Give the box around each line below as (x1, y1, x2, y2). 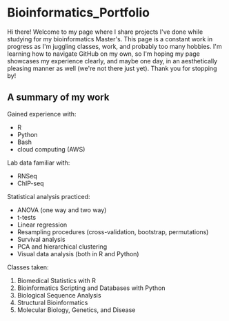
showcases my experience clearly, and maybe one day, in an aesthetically (7, 56, 218, 65)
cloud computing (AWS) (17, 145, 86, 153)
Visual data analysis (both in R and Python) (17, 249, 139, 258)
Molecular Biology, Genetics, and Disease (17, 305, 136, 314)
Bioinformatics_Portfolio (7, 5, 150, 21)
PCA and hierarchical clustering (17, 242, 108, 251)
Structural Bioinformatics (17, 298, 88, 307)
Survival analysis (17, 235, 66, 243)
